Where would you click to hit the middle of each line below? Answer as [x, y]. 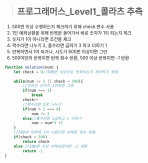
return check [36, 141]
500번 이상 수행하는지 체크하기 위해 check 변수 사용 [63, 26]
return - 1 [33, 151]
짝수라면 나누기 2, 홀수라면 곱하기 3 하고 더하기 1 [59, 45]
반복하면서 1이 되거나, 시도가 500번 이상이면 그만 [59, 51]
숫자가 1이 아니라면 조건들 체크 [41, 39]
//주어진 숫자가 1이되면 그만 [48, 86]
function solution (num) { [31, 67]
